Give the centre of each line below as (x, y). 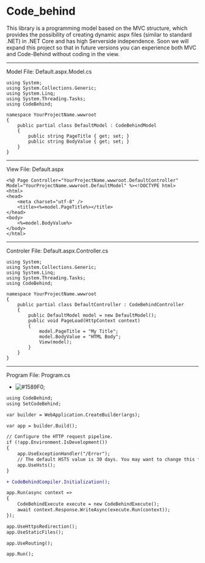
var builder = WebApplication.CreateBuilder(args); (73, 415)
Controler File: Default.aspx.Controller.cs (57, 251)
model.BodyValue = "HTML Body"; (80, 337)
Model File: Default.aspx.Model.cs (49, 71)
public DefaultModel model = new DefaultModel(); (92, 315)
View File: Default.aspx (35, 169)
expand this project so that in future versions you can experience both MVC (102, 48)
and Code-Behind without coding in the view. (63, 54)
